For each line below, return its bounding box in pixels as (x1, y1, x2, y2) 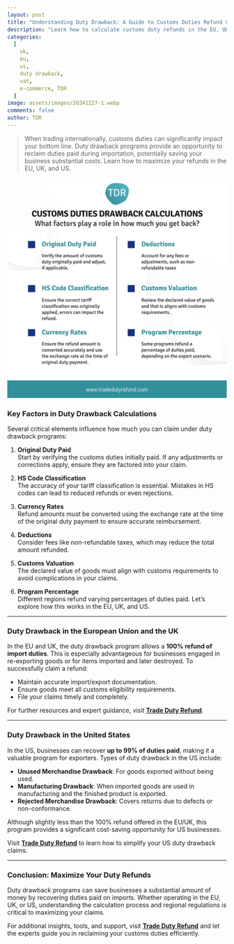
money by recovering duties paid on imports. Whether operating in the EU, (7, 894, 221, 902)
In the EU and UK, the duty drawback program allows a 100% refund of (7, 642, 212, 651)
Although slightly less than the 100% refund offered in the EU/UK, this (7, 818, 207, 826)
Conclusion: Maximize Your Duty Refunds (7, 870, 152, 880)
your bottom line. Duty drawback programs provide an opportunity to (24, 142, 223, 150)
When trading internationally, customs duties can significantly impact (24, 134, 223, 142)
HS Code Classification (17, 474, 86, 482)
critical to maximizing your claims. (7, 908, 105, 917)
